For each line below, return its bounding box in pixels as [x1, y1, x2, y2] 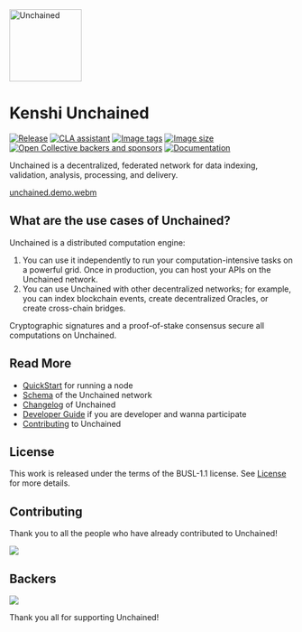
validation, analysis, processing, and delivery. [9, 169, 178, 180]
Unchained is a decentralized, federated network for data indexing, [9, 160, 259, 171]
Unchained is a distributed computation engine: [9, 237, 186, 247]
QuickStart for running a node [22, 379, 133, 391]
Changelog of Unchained [22, 399, 116, 410]
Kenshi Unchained [9, 103, 150, 124]
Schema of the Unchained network [22, 389, 152, 400]
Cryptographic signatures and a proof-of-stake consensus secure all [9, 320, 264, 330]
